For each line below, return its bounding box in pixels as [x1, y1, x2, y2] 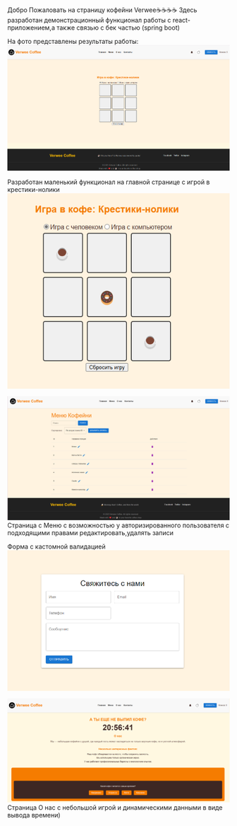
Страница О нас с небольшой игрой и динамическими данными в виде [7, 803, 223, 812]
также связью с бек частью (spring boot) [56, 23, 180, 32]
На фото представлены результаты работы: [7, 38, 139, 45]
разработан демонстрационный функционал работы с [7, 16, 171, 24]
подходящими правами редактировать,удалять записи [7, 529, 174, 537]
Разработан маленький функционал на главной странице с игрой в [7, 178, 210, 186]
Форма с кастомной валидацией [7, 542, 106, 551]
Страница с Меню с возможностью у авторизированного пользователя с [7, 521, 230, 529]
